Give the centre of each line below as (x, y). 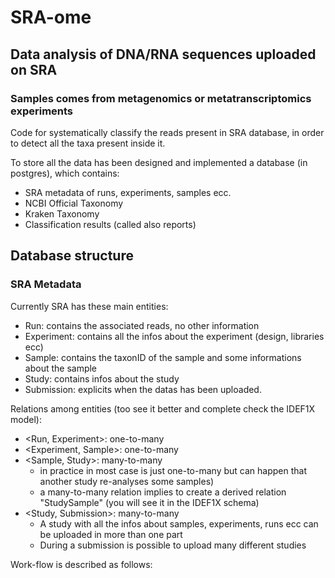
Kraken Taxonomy (62, 213)
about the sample (61, 368)
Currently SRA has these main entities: (89, 306)
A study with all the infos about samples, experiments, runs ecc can (179, 523)
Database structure (72, 256)
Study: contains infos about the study (102, 378)
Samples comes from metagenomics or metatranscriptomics (161, 98)
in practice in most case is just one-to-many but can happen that (173, 470)
